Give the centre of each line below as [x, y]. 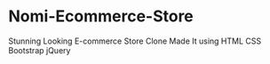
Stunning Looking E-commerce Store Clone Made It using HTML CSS [135, 41]
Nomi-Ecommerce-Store [101, 16]
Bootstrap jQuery [40, 50]
